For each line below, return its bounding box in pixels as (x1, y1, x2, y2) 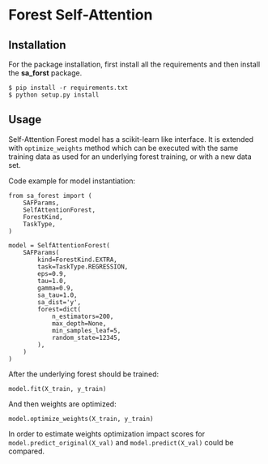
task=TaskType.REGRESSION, (37, 262, 129, 271)
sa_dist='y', (37, 298, 82, 306)
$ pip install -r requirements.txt (8, 84, 129, 92)
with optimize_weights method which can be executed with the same (8, 143, 239, 153)
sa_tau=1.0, (37, 290, 79, 299)
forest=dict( (37, 305, 82, 313)
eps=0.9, (37, 269, 67, 277)
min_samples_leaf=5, (51, 326, 121, 334)
